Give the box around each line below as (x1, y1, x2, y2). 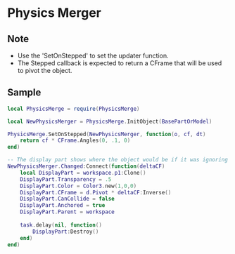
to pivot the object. (17, 67, 72, 74)
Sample (7, 86, 42, 99)
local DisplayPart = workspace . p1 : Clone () (20, 169, 146, 176)
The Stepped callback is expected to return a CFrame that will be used (17, 59, 222, 67)
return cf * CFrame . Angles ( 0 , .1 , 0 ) (20, 137, 131, 145)
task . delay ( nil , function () (20, 221, 102, 229)
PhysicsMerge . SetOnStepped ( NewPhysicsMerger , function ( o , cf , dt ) (7, 131, 206, 138)
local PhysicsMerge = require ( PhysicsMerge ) (7, 105, 140, 112)
